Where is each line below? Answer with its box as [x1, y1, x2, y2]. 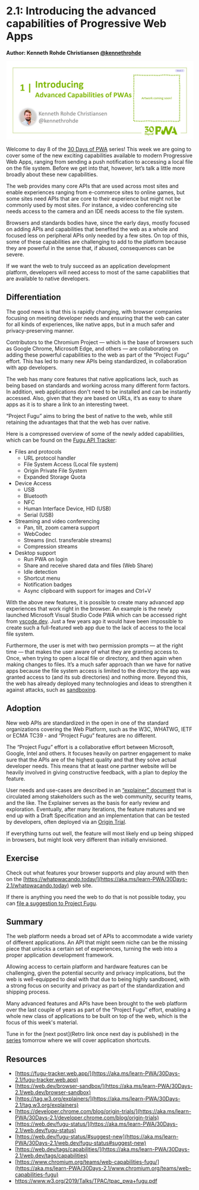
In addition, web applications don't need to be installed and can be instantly [6, 388, 191, 395]
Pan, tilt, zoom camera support [23, 524, 100, 531]
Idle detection [23, 568, 58, 575]
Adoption [6, 704, 42, 714]
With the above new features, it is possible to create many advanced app [6, 598, 185, 605]
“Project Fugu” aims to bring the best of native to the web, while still [6, 412, 172, 419]
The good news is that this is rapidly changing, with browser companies [6, 308, 182, 315]
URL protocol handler [23, 454, 76, 461]
